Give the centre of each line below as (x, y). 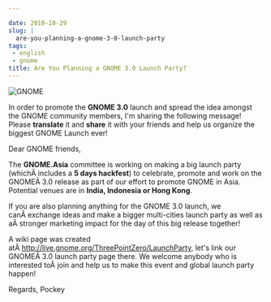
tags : (17, 45)
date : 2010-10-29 (38, 23)
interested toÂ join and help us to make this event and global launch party (131, 265)
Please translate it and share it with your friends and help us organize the (132, 124)
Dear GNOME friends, (45, 149)
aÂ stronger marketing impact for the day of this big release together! (125, 223)
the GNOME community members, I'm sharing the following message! (125, 115)
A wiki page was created (49, 239)
